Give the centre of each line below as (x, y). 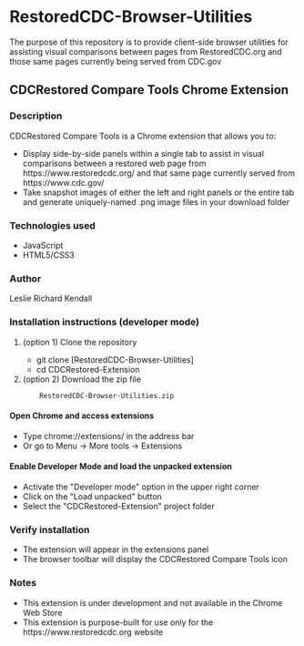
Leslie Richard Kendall (51, 299)
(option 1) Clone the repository (80, 342)
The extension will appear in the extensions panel (116, 549)
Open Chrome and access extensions (82, 415)
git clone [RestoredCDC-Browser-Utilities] (115, 359)
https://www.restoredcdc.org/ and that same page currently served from (159, 173)
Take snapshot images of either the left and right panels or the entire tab (158, 192)
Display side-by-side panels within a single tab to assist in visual (143, 153)
